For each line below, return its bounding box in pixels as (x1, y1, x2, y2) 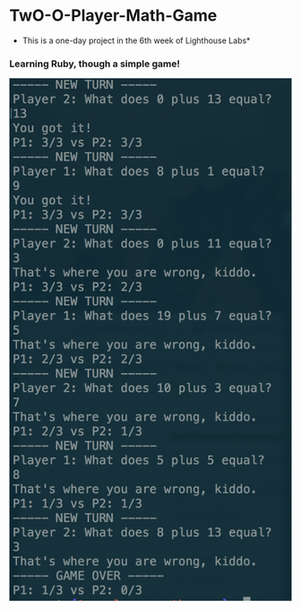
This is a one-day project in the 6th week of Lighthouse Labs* (21, 35, 251, 46)
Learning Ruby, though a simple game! (9, 57, 181, 70)
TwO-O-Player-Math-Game (9, 5, 218, 26)
